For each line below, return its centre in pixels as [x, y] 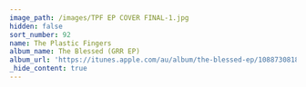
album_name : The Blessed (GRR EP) [75, 52]
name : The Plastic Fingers [61, 43]
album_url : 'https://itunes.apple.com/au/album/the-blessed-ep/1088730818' [156, 60]
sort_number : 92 [40, 34]
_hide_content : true [49, 69]
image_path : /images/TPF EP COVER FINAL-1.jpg [99, 18]
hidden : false [36, 26]
